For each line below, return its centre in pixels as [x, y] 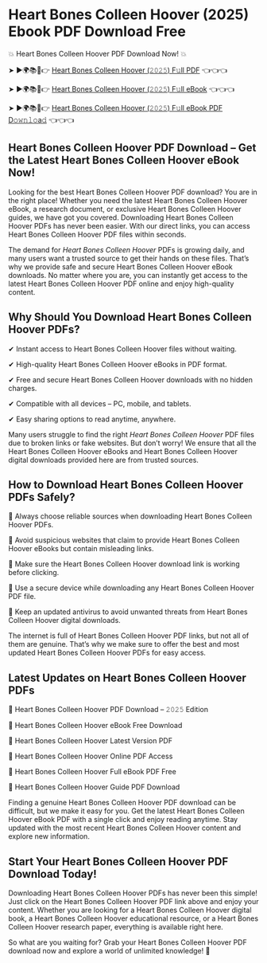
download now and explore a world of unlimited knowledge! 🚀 [109, 951]
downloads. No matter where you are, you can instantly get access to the [128, 275]
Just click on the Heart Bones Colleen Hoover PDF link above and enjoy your [133, 901]
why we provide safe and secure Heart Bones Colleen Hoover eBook [120, 266]
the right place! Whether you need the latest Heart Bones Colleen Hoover [128, 200]
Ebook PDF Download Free [97, 31]
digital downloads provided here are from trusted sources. [103, 460]
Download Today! [52, 874]
